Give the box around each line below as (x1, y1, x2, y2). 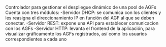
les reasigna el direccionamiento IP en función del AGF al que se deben (5, 15, 154, 20)
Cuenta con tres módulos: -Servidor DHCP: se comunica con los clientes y (5, 9, 161, 15)
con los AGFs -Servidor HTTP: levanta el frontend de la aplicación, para (5, 25, 155, 31)
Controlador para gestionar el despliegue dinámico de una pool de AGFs (5, 4, 156, 10)
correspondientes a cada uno (5, 36, 67, 42)
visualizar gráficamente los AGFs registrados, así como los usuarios (5, 31, 147, 36)
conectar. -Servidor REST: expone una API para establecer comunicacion (5, 20, 159, 26)
